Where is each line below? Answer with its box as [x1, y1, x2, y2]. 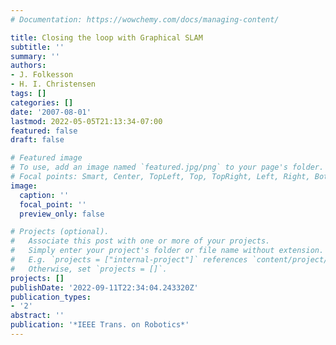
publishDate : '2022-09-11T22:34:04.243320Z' [10, 282, 199, 293]
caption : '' [19, 190, 70, 200]
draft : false [10, 135, 65, 145]
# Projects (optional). [10, 227, 110, 237]
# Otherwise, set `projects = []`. [10, 264, 168, 274]
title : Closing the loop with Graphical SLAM [10, 32, 203, 43]
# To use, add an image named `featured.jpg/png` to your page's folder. [10, 162, 325, 173]
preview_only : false [19, 209, 105, 219]
